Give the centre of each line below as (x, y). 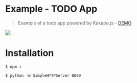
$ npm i (14, 67)
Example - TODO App (51, 9)
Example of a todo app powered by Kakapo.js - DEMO (75, 23)
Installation (30, 53)
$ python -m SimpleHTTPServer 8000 (43, 75)
